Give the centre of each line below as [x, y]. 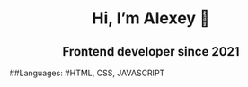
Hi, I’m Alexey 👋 [151, 18]
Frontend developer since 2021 [151, 52]
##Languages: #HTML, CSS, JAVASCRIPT [87, 73]
